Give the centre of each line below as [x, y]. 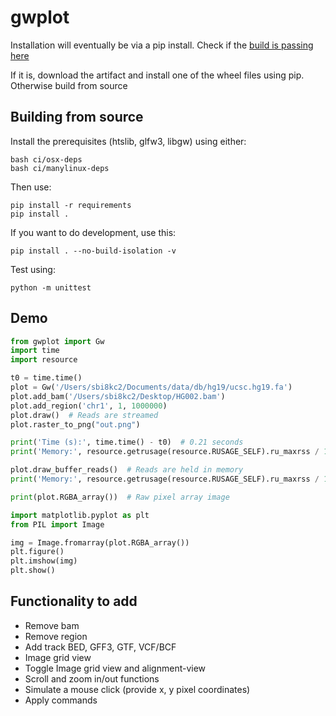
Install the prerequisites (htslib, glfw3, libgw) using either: [128, 141]
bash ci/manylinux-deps [60, 168]
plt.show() [33, 571]
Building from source [77, 117]
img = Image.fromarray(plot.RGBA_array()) [100, 542]
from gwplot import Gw [57, 341]
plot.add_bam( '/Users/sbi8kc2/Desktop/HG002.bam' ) [118, 396]
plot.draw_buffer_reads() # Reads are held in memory [127, 470]
